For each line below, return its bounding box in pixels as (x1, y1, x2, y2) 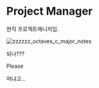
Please (6, 62, 24, 70)
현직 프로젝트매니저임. (6, 25, 59, 32)
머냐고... (6, 75, 26, 82)
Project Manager (6, 4, 93, 18)
